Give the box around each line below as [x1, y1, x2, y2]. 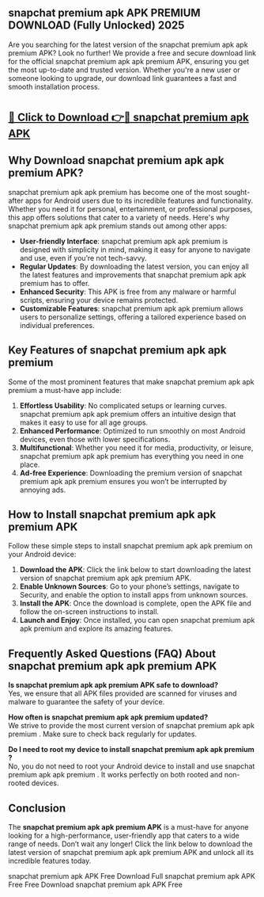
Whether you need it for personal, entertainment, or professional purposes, [8, 204, 253, 213]
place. [19, 460, 40, 469]
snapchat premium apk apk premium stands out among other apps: [8, 221, 228, 231]
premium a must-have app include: [8, 385, 123, 395]
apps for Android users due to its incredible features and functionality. [25, 196, 254, 205]
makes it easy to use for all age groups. [19, 418, 149, 427]
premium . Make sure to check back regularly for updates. [8, 729, 198, 739]
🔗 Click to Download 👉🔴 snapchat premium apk [8, 111, 249, 124]
